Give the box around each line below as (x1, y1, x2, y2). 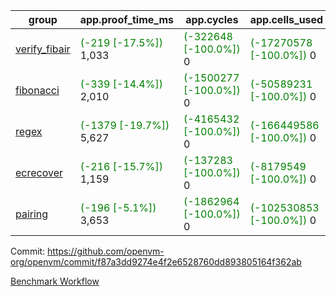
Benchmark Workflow (10, 275, 100, 287)
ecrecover (15, 166, 64, 179)
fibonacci (15, 84, 60, 97)
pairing (15, 207, 49, 221)
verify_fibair (15, 42, 71, 56)
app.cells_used (249, 13, 324, 26)
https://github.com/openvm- (47, 245, 165, 257)
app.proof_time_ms (79, 13, 175, 26)
